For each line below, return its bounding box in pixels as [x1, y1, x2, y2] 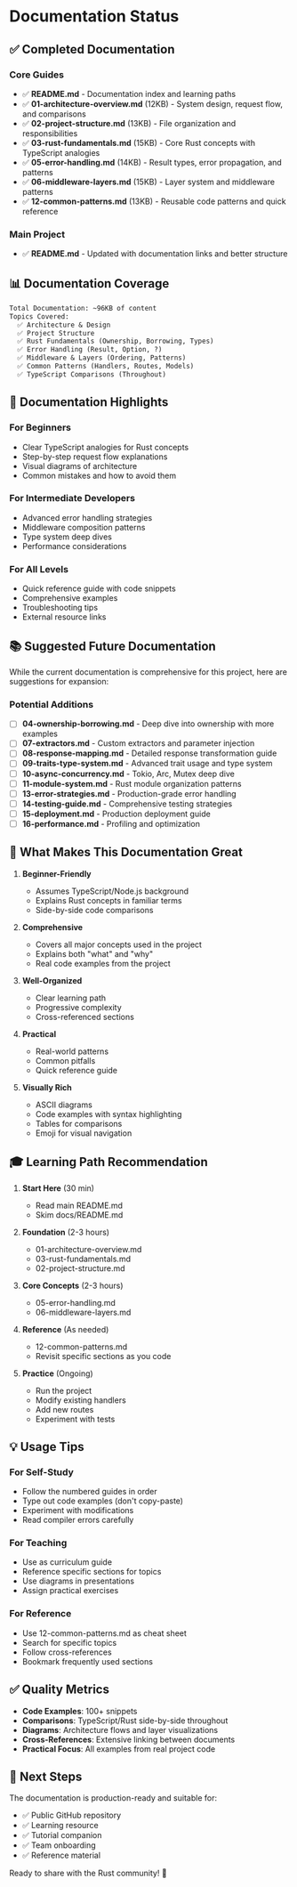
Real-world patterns [35, 1046, 109, 1057]
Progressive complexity [35, 1001, 122, 1012]
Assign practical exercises [21, 1585, 119, 1596]
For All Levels [9, 563, 69, 575]
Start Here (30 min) [21, 1182, 95, 1194]
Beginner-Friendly [21, 868, 92, 879]
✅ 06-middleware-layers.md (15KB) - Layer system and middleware [21, 176, 276, 187]
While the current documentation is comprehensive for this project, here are [9, 666, 287, 677]
